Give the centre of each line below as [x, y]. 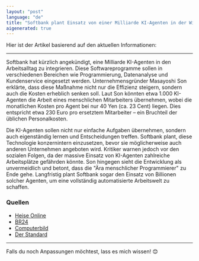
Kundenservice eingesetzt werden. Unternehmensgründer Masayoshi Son [97, 81]
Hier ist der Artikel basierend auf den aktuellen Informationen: [81, 45]
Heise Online [30, 215]
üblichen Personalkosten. [37, 119]
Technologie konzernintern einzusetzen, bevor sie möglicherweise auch [94, 143]
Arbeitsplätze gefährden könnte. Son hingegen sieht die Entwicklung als [94, 162]
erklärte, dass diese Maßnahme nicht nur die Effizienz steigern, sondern [94, 87]
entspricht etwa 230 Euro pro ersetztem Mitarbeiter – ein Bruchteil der [92, 113]
